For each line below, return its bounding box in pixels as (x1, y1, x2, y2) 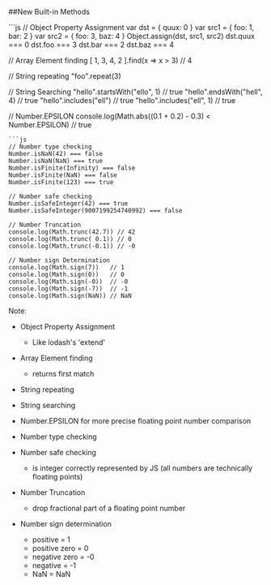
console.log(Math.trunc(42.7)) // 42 (8, 228, 136, 236)
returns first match (32, 369, 95, 378)
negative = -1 (32, 561, 77, 570)
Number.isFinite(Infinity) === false (8, 164, 136, 172)
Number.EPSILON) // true (8, 120, 92, 129)
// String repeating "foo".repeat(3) (8, 71, 121, 80)
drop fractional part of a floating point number (32, 503, 186, 513)
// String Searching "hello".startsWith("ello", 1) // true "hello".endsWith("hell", (8, 87, 263, 97)
